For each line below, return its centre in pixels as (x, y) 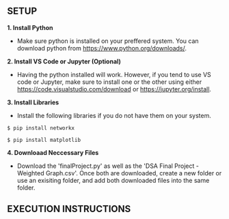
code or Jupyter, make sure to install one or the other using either (109, 82)
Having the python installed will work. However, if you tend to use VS (114, 74)
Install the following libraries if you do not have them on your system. (114, 115)
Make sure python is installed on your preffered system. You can (108, 41)
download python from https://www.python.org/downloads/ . (102, 48)
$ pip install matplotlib (44, 140)
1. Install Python (30, 27)
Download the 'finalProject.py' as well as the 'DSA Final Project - (108, 166)
